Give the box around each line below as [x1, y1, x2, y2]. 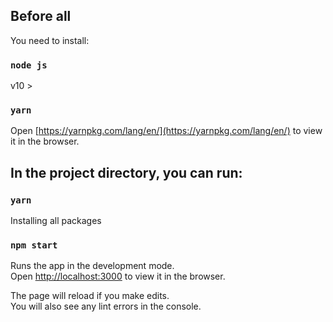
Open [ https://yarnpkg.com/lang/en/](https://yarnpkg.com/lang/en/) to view [10, 125, 323, 137]
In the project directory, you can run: [10, 164, 243, 181]
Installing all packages [10, 215, 102, 227]
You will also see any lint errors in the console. [10, 300, 202, 313]
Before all [10, 8, 72, 25]
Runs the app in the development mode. [10, 260, 175, 272]
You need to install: [10, 34, 90, 46]
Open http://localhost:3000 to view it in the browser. [10, 270, 226, 283]
